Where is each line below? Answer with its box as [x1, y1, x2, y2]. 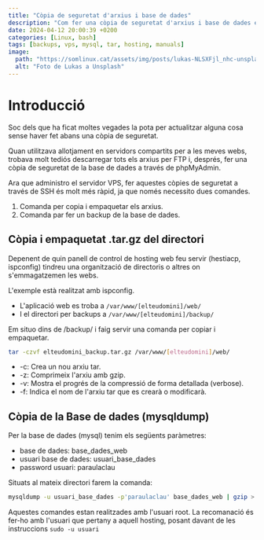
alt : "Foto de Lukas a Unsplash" [15, 63, 125, 71]
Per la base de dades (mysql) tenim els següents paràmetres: [8, 431, 207, 440]
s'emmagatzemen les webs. [8, 270, 99, 280]
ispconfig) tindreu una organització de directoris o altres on [8, 262, 200, 271]
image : [8, 48, 30, 56]
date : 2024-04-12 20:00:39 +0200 [8, 26, 118, 34]
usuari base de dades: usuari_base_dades [19, 454, 156, 464]
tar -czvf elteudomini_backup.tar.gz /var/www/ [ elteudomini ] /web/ [8, 347, 230, 356]
